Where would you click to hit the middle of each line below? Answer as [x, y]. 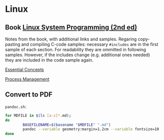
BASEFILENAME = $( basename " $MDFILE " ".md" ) [67, 125]
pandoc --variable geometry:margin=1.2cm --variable [78, 129]
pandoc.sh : [16, 106]
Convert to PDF [29, 95]
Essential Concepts [25, 70]
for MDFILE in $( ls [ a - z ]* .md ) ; [38, 115]
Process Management [27, 79]
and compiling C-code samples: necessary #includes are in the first [90, 44]
